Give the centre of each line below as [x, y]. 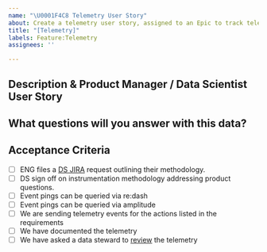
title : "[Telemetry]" [44, 30]
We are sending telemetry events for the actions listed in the [118, 213]
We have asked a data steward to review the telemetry [108, 240]
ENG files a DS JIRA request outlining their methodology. [112, 169]
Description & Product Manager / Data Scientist [128, 84]
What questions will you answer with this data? [128, 123]
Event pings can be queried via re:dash [84, 196]
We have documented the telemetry [78, 231]
